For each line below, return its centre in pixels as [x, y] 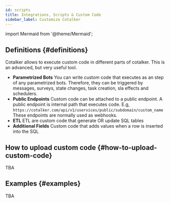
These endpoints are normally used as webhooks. [65, 115]
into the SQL [26, 132]
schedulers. [25, 94]
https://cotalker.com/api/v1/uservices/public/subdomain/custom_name [88, 110]
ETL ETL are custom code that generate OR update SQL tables [78, 121]
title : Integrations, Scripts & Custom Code [53, 15]
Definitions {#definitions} [47, 50]
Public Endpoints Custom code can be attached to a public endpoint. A [88, 99]
